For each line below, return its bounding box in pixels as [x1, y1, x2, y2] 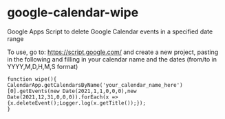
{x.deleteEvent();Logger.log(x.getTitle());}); [7, 99, 147, 107]
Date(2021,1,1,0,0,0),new [62, 88, 137, 94]
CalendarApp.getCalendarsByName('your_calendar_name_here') [7, 81, 184, 88]
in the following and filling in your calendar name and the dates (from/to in [7, 55, 217, 63]
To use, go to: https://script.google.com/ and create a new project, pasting [7, 48, 219, 56]
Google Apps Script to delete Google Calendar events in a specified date [7, 27, 213, 36]
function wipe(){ [7, 75, 57, 83]
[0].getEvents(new [7, 88, 60, 94]
